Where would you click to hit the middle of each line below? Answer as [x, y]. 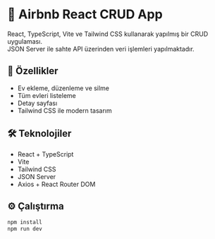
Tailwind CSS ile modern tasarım [65, 110]
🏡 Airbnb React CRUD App [85, 14]
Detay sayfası [37, 103]
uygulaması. [25, 41]
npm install [25, 222]
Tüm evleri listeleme [47, 95]
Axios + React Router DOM [56, 184]
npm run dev [25, 229]
